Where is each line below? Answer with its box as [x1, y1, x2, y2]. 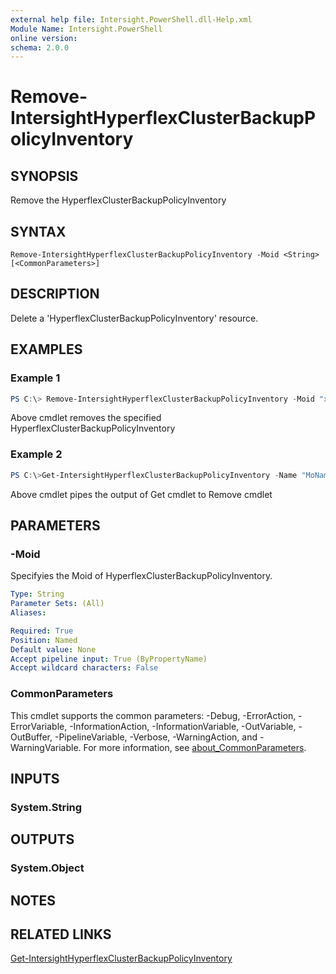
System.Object [10, 861, 85, 875]
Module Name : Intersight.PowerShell [10, 24, 163, 34]
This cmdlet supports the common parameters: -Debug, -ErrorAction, [10, 709, 297, 721]
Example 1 [10, 371, 61, 385]
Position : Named [10, 635, 78, 645]
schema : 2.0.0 [10, 42, 70, 53]
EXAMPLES [10, 341, 83, 358]
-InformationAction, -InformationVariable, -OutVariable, [69, 720, 297, 732]
